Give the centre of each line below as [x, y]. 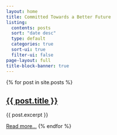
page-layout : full [28, 60]
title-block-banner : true [37, 66]
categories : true [32, 44]
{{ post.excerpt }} [27, 115]
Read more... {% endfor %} [39, 126]
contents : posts [31, 28]
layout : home [22, 11]
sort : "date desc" [34, 33]
